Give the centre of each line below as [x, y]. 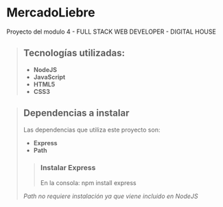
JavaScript [49, 77]
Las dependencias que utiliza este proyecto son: [92, 130]
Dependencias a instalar [76, 113]
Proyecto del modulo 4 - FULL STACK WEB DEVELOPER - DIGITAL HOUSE [111, 32]
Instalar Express [68, 168]
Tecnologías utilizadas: [74, 53]
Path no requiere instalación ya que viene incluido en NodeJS [110, 196]
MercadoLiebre [51, 13]
